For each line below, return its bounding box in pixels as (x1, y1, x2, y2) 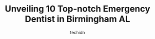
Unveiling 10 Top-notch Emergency (4, 3, 151, 14)
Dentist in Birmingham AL (24, 13, 131, 25)
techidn (70, 29, 85, 35)
